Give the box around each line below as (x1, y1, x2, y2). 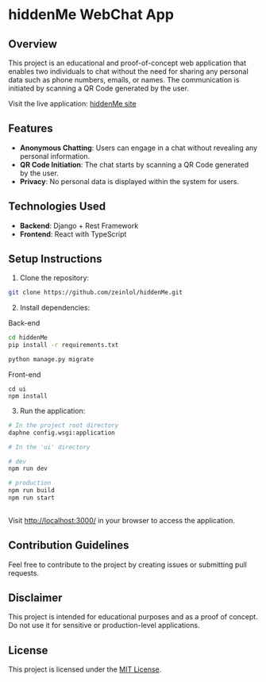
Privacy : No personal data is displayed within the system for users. (19, 176, 240, 186)
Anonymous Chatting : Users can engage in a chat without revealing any (19, 143, 258, 152)
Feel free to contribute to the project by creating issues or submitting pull (8, 560, 248, 569)
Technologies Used (8, 200, 106, 214)
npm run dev (8, 464, 48, 473)
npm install (8, 391, 48, 400)
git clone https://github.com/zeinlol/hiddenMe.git (8, 288, 183, 297)
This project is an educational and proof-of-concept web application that (8, 58, 247, 67)
